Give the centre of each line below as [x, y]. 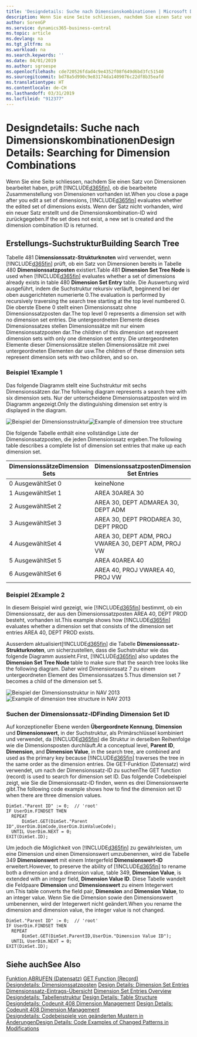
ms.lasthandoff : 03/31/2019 [40, 93]
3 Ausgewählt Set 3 [35, 523]
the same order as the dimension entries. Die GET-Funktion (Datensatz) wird [98, 764]
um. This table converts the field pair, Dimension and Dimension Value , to [95, 892]
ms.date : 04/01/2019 [31, 60]
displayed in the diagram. [37, 410]
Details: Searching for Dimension [88, 152]
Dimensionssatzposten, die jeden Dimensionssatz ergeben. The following [94, 439]
